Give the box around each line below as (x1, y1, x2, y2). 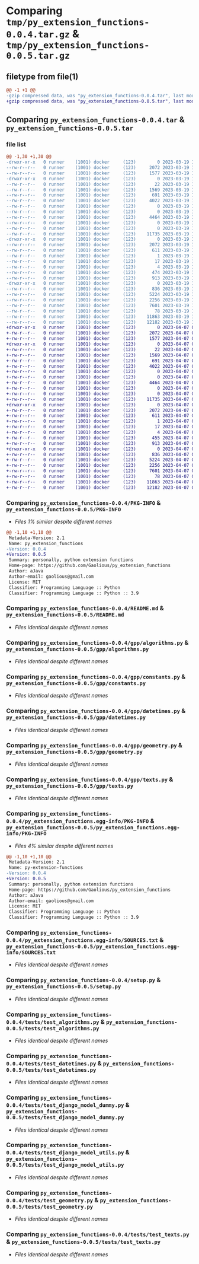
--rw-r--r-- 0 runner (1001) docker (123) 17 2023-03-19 (6, 258, 190, 265)
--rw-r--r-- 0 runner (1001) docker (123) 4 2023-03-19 (6, 264, 190, 270)
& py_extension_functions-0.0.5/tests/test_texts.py (6, 1238, 161, 1246)
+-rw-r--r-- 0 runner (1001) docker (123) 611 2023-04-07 (6, 413, 190, 419)
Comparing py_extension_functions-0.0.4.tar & (6, 114, 185, 125)
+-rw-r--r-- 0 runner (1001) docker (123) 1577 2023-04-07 (6, 336, 190, 342)
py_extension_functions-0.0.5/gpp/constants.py (6, 680, 146, 686)
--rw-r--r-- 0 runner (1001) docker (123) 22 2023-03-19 (6, 181, 190, 187)
